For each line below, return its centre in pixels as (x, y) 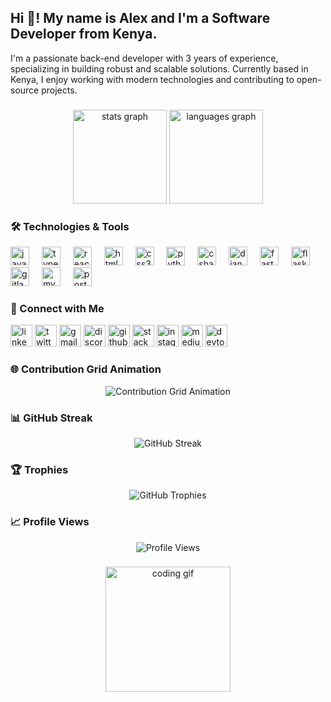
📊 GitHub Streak (51, 418)
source (25, 90)
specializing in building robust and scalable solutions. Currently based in (159, 68)
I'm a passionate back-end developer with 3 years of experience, (144, 58)
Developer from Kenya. (84, 34)
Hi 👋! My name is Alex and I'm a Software (140, 18)
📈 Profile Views (50, 522)
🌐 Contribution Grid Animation (86, 369)
